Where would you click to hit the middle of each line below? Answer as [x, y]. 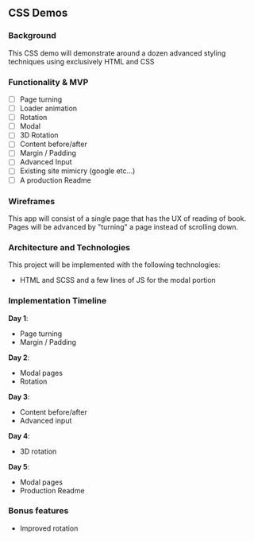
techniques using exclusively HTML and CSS [81, 61]
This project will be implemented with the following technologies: [114, 265]
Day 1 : [18, 318]
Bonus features [38, 511]
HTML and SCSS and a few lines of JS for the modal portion [117, 280]
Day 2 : [19, 357]
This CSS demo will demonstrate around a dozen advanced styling [117, 53]
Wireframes [32, 201]
